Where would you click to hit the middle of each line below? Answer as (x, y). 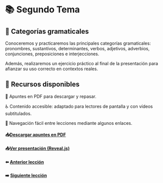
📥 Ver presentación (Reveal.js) (38, 148)
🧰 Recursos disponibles (42, 84)
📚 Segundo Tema (43, 10)
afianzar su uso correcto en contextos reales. (52, 69)
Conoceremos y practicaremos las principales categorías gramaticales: (78, 43)
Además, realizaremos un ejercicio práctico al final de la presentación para (81, 63)
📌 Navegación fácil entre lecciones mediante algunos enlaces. (69, 123)
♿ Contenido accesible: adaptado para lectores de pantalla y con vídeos (79, 106)
